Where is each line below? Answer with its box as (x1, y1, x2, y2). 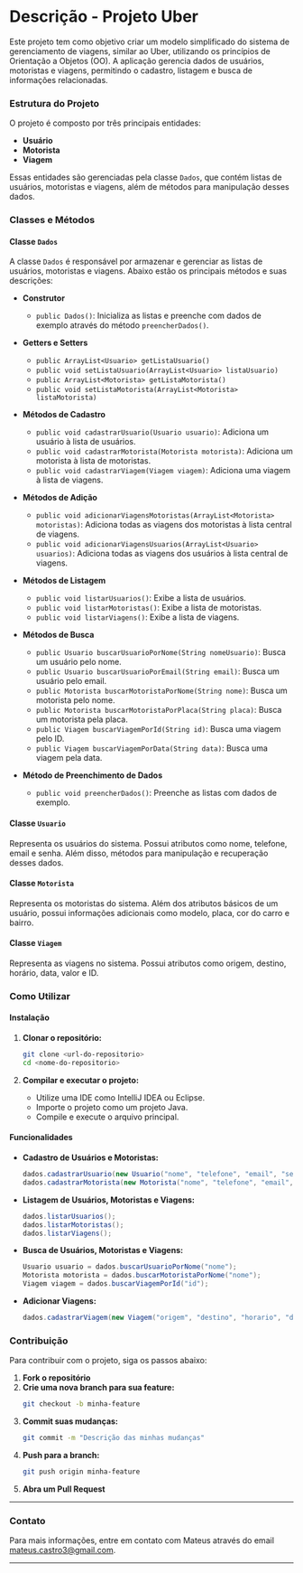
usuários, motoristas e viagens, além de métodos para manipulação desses (9, 182, 290, 192)
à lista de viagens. (35, 474, 104, 485)
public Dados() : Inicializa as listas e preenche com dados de (35, 310, 262, 322)
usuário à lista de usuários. (35, 436, 137, 447)
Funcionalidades (9, 1132, 74, 1143)
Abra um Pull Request (22, 1484, 106, 1494)
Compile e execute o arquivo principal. (35, 1111, 179, 1122)
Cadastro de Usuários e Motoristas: (22, 1152, 160, 1163)
